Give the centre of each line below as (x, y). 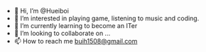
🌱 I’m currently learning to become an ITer (76, 26)
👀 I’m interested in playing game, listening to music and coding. (107, 18)
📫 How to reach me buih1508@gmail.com (76, 41)
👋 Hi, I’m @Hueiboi (42, 11)
